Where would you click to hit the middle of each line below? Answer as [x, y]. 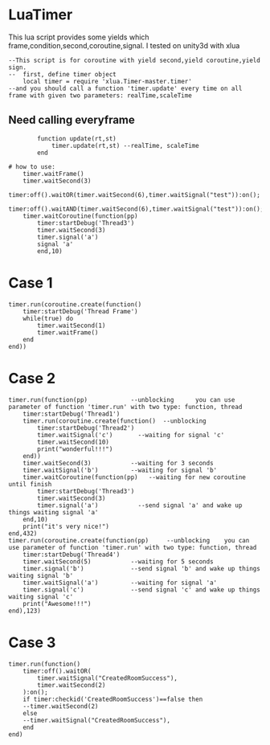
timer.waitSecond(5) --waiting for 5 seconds [119, 561]
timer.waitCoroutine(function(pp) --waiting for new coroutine [135, 477]
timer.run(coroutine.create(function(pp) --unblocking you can [129, 540]
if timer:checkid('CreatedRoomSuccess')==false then [113, 699]
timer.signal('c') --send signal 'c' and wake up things [142, 589]
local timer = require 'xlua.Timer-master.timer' [108, 81]
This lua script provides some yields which [79, 37]
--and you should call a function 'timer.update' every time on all [125, 88]
